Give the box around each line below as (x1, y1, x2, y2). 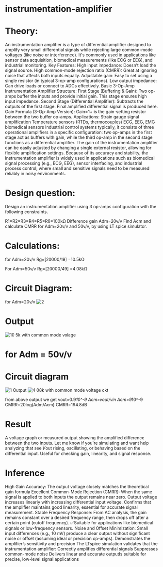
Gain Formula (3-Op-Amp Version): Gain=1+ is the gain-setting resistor (5, 109, 147, 115)
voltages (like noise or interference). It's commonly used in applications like (5, 52, 156, 58)
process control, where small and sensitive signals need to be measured (5, 166, 149, 171)
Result (5, 419, 32, 430)
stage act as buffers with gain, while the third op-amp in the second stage (5, 134, 153, 140)
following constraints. (5, 209, 49, 215)
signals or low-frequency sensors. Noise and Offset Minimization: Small (5, 525, 148, 531)
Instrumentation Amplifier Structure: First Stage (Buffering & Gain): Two (5, 88, 147, 94)
